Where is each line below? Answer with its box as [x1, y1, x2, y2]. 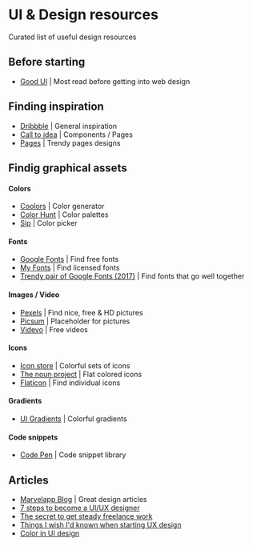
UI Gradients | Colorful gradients [19, 414, 127, 424]
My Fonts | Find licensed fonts [19, 263, 120, 273]
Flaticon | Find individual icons [19, 378, 121, 387]
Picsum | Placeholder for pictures [19, 316, 131, 326]
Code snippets [8, 432, 58, 442]
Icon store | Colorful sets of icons [19, 360, 131, 370]
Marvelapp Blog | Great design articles [19, 494, 147, 504]
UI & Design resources [8, 6, 159, 24]
